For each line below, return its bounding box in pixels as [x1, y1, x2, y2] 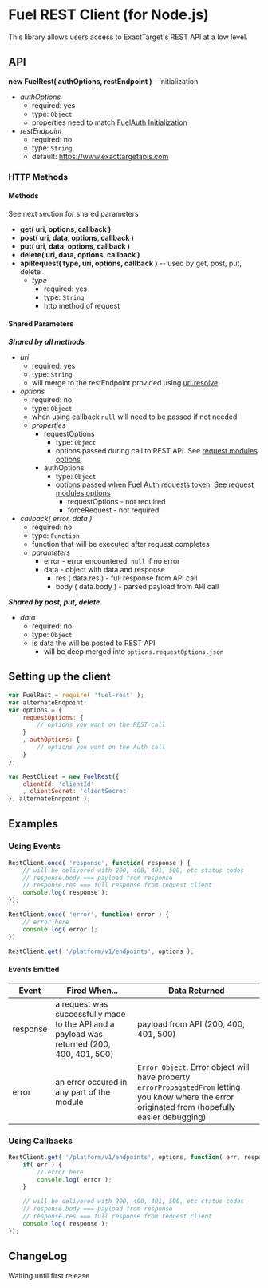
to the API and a [55, 1018, 115, 1029]
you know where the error [136, 1091, 235, 1103]
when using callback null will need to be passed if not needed [31, 412, 238, 421]
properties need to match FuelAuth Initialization [31, 118, 187, 127]
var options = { [8, 706, 62, 714]
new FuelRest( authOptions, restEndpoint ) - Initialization [8, 76, 199, 86]
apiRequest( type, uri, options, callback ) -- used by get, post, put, [19, 258, 242, 268]
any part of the [55, 1086, 111, 1097]
